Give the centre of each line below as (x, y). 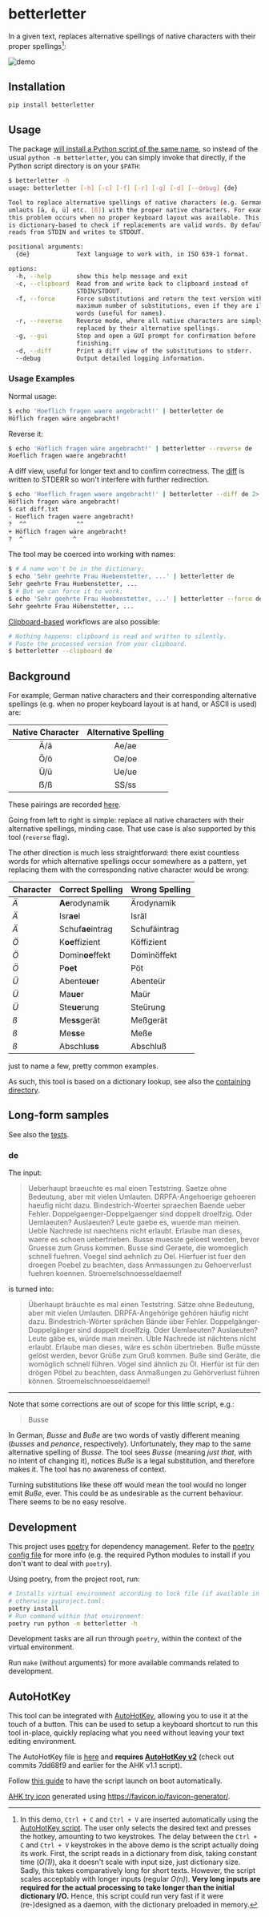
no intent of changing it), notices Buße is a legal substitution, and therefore (131, 1461)
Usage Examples (42, 379)
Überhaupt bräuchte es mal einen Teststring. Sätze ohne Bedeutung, (141, 1305)
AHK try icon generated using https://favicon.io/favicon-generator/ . (119, 1797)
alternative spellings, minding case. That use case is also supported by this (132, 829)
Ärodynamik (153, 903)
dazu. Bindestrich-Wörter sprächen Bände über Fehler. (118, 1322)
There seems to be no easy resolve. (67, 1502)
